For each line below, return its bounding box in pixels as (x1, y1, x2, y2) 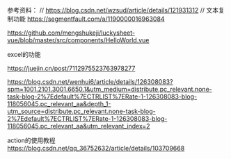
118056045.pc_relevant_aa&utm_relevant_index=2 (7, 122, 151, 130)
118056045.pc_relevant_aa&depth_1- (7, 100, 111, 108)
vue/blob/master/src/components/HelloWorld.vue (7, 36, 150, 44)
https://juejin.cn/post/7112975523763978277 (7, 65, 136, 72)
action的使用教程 (7, 136, 56, 144)
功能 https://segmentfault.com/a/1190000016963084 (13, 15, 165, 23)
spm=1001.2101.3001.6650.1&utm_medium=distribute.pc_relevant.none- (7, 85, 212, 93)
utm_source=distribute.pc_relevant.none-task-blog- (7, 107, 157, 115)
